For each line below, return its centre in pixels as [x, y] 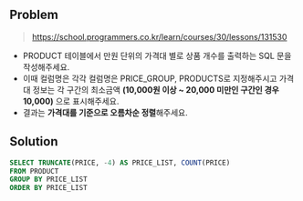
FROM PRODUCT [34, 171]
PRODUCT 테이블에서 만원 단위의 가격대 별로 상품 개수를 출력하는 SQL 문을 [157, 55]
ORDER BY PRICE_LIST [49, 188]
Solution [34, 141]
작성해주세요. [46, 66]
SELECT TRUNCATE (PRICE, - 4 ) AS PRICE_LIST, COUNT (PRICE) [120, 163]
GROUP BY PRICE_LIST [49, 180]
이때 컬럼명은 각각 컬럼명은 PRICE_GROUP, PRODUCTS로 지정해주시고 [150, 78]
